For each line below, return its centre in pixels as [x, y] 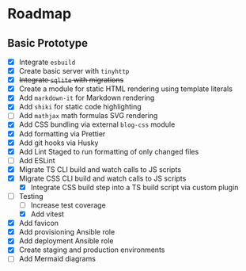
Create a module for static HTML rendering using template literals [125, 89]
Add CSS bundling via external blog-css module [97, 124]
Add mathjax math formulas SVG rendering [88, 116]
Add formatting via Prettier [62, 134]
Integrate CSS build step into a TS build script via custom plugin [134, 187]
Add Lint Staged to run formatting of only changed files [109, 151]
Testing [31, 196]
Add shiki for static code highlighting [80, 107]
